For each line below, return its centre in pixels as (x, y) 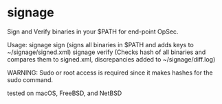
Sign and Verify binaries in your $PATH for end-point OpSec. (93, 31)
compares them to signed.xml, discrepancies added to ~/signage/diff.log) (111, 59)
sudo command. (30, 79)
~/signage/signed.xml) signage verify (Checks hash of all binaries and (107, 52)
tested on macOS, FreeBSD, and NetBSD (65, 93)
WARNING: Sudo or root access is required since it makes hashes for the (110, 73)
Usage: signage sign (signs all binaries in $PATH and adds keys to (100, 44)
